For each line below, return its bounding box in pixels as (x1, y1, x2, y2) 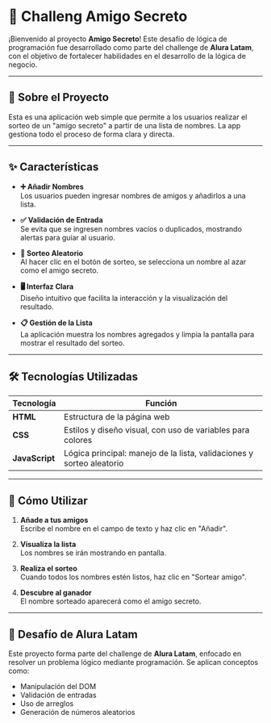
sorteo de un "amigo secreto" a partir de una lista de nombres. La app (8, 120, 241, 130)
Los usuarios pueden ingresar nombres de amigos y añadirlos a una (19, 190, 246, 200)
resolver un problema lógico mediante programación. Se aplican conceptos (8, 658, 259, 667)
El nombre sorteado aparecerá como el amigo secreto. (19, 596, 202, 606)
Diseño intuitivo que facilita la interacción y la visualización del (19, 293, 228, 303)
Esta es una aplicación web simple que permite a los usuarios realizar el (8, 112, 248, 122)
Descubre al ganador (19, 588, 93, 598)
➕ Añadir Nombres (19, 182, 85, 191)
